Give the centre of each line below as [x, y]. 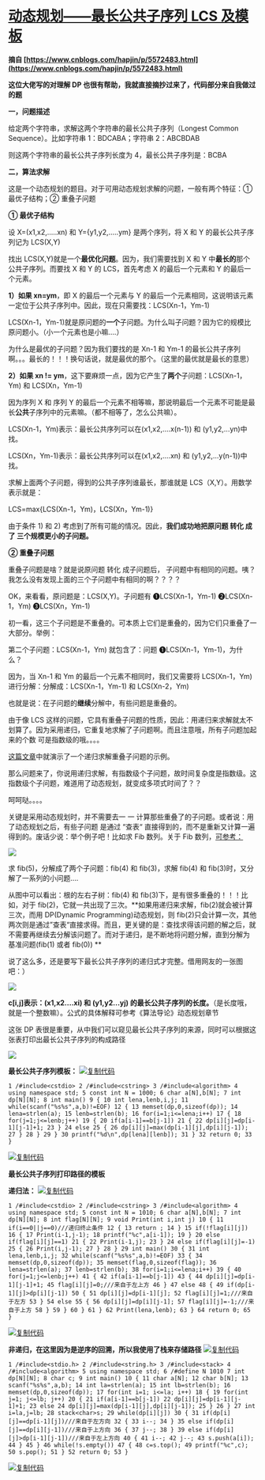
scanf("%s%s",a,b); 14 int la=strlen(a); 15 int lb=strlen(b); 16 [119, 1385]
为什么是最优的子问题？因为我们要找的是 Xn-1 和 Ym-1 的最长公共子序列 [125, 348]
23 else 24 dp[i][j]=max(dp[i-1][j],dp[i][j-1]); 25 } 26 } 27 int [142, 1406]
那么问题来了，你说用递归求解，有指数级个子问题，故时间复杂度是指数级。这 [132, 773]
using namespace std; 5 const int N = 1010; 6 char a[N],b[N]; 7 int [125, 1212]
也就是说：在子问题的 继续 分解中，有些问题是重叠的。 [95, 703]
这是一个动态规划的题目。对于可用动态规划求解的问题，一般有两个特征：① [131, 188]
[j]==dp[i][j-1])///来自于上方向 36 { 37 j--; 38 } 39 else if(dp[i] [121, 1429]
